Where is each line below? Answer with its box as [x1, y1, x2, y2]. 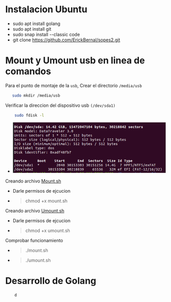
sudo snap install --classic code [12, 31, 80, 37]
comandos [5, 65, 51, 77]
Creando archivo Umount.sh [5, 207, 65, 214]
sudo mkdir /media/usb [12, 93, 60, 98]
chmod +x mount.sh [25, 198, 68, 204]
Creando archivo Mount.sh [5, 178, 61, 184]
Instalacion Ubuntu [5, 4, 88, 15]
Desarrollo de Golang [5, 275, 97, 287]
